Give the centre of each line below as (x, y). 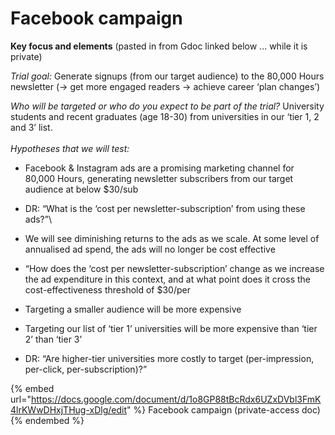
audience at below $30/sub (81, 189)
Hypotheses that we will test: (70, 148)
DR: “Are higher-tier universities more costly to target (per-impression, (169, 358)
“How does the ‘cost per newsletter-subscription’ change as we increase (174, 268)
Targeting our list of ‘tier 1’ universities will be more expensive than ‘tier (171, 328)
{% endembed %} (47, 420)
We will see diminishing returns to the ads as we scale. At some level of (172, 238)
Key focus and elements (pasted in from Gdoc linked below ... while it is (159, 46)
